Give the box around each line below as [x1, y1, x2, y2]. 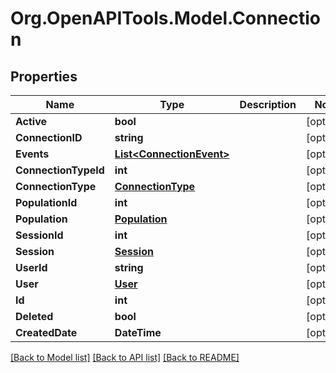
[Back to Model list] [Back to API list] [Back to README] [10, 352, 240, 363]
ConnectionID [15, 131, 83, 144]
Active [15, 115, 48, 128]
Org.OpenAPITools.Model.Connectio [10, 7, 322, 30]
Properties [10, 68, 78, 85]
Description [239, 98, 297, 111]
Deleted [15, 310, 54, 323]
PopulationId [15, 196, 78, 209]
